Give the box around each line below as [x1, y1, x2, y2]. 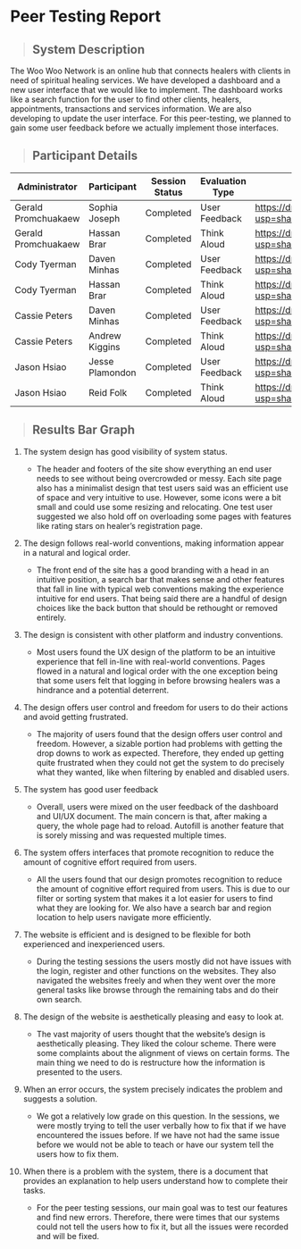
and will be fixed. [36, 1230, 100, 1241]
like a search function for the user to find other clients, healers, [10, 94, 242, 105]
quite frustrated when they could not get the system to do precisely [36, 757, 285, 767]
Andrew [88, 329, 121, 341]
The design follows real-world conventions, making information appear [22, 538, 285, 549]
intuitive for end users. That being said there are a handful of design [36, 592, 288, 604]
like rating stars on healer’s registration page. [36, 520, 204, 531]
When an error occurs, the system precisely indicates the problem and [22, 1084, 283, 1094]
